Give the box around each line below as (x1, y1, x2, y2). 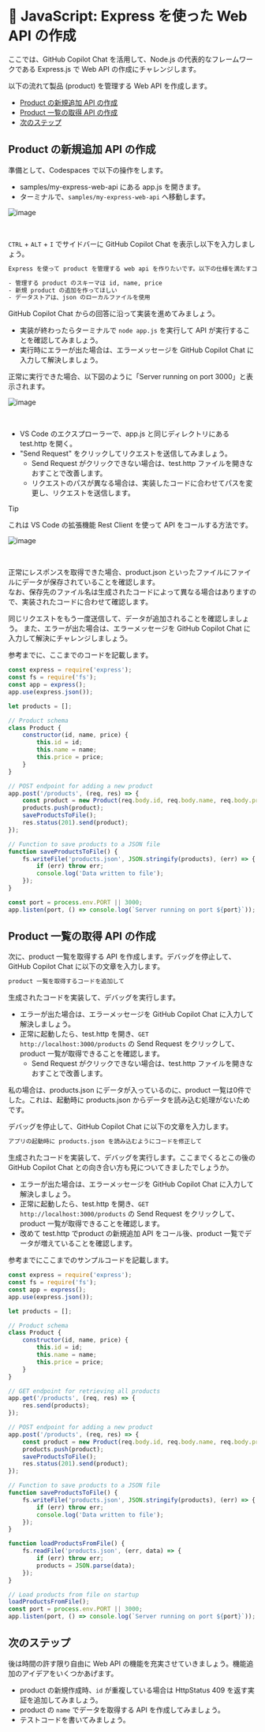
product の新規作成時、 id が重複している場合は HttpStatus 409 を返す (19, 1685, 248, 1695)
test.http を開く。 (19, 439, 77, 449)
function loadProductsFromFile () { (8, 1540, 125, 1548)
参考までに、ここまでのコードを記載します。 (8, 650, 153, 660)
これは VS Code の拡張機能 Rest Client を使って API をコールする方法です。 (8, 520, 252, 530)
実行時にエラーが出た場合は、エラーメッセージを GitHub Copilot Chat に (19, 345, 255, 355)
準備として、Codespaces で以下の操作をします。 (8, 165, 168, 174)
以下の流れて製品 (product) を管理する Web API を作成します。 (8, 80, 211, 91)
